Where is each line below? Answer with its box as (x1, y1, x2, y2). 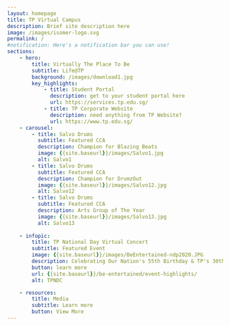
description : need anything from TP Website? (50, 111, 183, 118)
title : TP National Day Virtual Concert (31, 239, 149, 246)
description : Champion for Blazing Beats (37, 144, 157, 150)
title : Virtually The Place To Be (31, 61, 130, 68)
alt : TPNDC (31, 277, 63, 284)
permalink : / (7, 36, 44, 42)
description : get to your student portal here (50, 93, 186, 100)
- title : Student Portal (43, 86, 115, 93)
